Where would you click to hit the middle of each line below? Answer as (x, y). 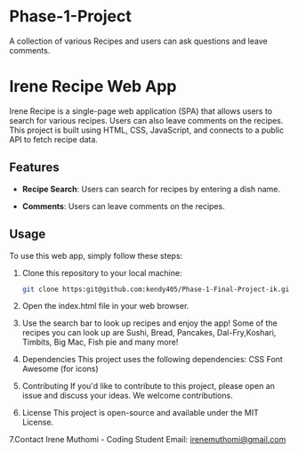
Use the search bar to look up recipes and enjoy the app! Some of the (149, 323)
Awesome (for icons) (60, 369)
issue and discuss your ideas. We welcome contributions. (127, 396)
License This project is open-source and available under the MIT (141, 413)
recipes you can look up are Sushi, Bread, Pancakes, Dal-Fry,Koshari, (149, 333)
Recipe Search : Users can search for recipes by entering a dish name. (151, 189)
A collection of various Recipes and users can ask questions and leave (139, 41)
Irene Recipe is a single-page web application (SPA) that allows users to (141, 111)
